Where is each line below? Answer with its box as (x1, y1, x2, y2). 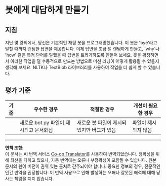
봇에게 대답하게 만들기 (5, 4, 89, 16)
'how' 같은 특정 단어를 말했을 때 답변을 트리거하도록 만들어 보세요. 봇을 (5, 52, 142, 58)
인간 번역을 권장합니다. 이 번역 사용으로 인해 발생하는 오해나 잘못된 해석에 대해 (5, 169, 156, 175)
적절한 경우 (90, 106, 115, 112)
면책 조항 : (5, 145, 24, 150)
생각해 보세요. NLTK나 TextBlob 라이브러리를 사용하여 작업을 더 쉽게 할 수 (5, 65, 147, 70)
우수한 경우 (34, 106, 58, 112)
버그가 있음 (91, 126, 116, 133)
